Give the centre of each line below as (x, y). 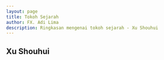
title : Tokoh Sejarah (33, 17)
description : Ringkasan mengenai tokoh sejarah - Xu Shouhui (82, 28)
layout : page (22, 11)
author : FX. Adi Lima (33, 22)
